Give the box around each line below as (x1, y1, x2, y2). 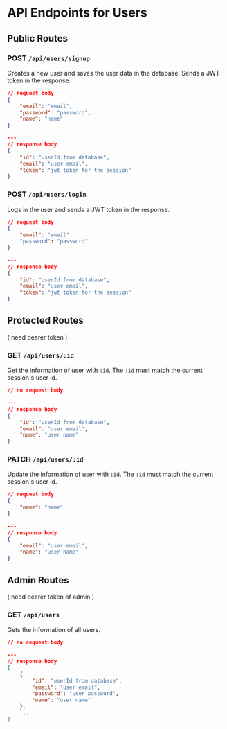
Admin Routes (7, 574, 69, 586)
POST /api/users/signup (7, 53, 90, 63)
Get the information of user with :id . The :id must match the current (7, 366, 203, 375)
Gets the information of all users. (7, 626, 100, 634)
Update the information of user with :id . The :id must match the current (7, 470, 214, 479)
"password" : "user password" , (32, 690, 119, 697)
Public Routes (7, 33, 68, 44)
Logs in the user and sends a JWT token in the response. (7, 205, 170, 213)
